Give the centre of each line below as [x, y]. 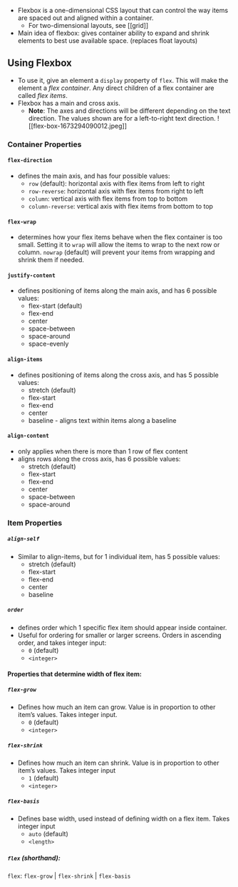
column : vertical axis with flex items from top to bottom [108, 199]
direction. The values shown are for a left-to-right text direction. [122, 118]
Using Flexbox [40, 63]
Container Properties [45, 144]
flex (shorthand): [34, 858]
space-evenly [48, 344]
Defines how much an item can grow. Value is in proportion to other [117, 707]
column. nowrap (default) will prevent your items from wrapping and [116, 252]
